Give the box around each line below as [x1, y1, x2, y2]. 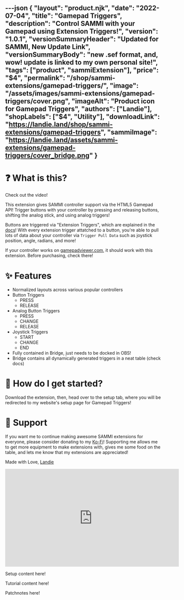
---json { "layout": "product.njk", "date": [5, 4, 135, 12]
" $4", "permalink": [5, 74, 65, 82]
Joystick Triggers [12, 329, 48, 335]
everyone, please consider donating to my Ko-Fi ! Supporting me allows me [5, 439, 158, 445]
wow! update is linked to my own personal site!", [5, 58, 158, 67]
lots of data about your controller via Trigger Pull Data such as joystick [5, 232, 153, 238]
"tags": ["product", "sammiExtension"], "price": [5, 66, 159, 75]
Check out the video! [5, 192, 48, 198]
